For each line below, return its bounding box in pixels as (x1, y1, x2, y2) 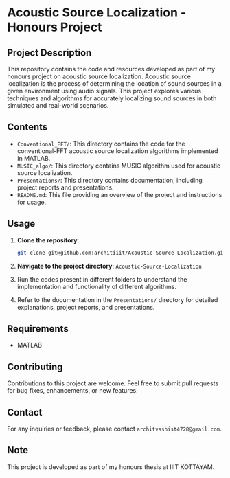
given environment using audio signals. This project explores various (7, 87, 201, 95)
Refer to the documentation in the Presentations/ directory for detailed (16, 295, 218, 304)
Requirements (7, 323, 69, 334)
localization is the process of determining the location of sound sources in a (7, 80, 222, 87)
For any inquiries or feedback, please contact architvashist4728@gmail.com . (7, 424, 222, 433)
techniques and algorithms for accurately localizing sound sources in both (7, 94, 217, 102)
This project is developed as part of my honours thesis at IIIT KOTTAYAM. (7, 462, 215, 471)
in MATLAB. (16, 154, 51, 162)
